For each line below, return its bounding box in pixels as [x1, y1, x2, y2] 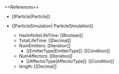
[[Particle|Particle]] [11, 14, 50, 19]
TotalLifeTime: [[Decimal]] [19, 37, 71, 43]
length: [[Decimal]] [19, 63, 57, 69]
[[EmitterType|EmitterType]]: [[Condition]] [26, 48, 110, 54]
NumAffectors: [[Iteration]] [19, 53, 73, 59]
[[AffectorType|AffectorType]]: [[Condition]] [26, 58, 114, 64]
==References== [4, 4, 39, 10]
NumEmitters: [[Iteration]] [19, 43, 71, 48]
